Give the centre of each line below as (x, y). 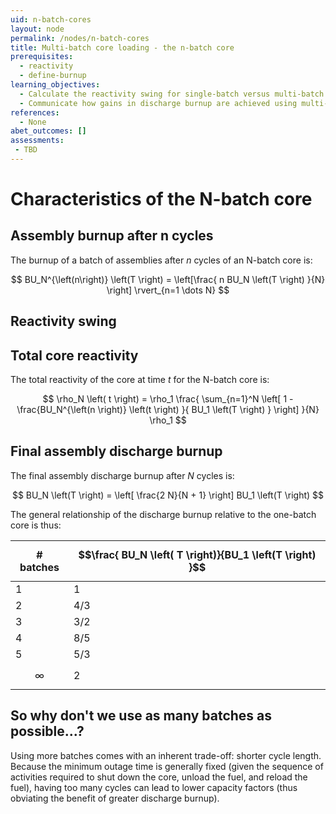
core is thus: (36, 525)
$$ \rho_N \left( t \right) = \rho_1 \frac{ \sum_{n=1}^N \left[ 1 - (168, 399)
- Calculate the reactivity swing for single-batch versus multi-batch (172, 94)
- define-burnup (53, 76)
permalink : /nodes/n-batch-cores (80, 38)
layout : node (37, 29)
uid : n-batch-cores (51, 19)
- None (33, 122)
